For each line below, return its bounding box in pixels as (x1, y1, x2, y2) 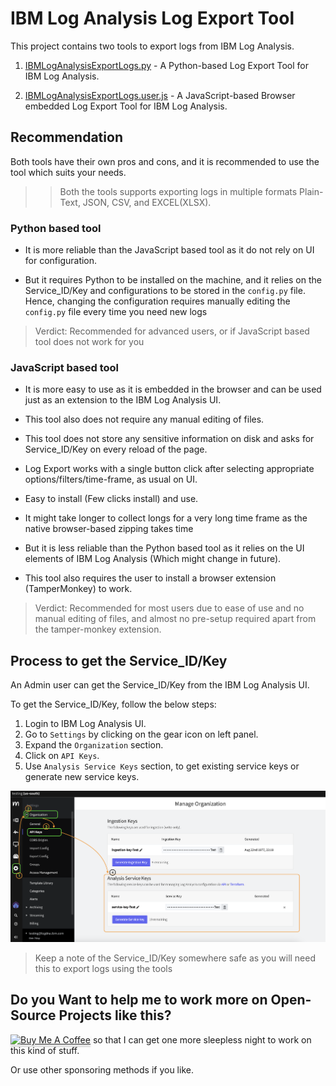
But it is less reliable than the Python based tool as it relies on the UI (24, 542, 305, 554)
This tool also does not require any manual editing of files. (24, 413, 265, 426)
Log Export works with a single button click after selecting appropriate (24, 463, 315, 475)
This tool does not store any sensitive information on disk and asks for (24, 433, 315, 445)
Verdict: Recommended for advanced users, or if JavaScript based (34, 325, 310, 337)
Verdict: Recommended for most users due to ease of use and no (34, 602, 305, 614)
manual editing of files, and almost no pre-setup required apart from (34, 613, 317, 625)
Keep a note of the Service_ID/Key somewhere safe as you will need (34, 952, 317, 964)
